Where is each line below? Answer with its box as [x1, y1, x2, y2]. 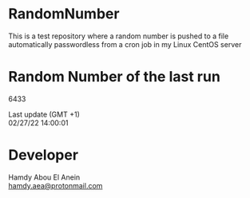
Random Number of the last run [8, 68, 221, 86]
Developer [8, 146, 78, 164]
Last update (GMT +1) [8, 109, 80, 119]
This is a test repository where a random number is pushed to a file [8, 31, 229, 41]
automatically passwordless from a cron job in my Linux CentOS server [8, 39, 242, 49]
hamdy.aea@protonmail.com [8, 180, 103, 190]
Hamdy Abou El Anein [8, 172, 81, 182]
